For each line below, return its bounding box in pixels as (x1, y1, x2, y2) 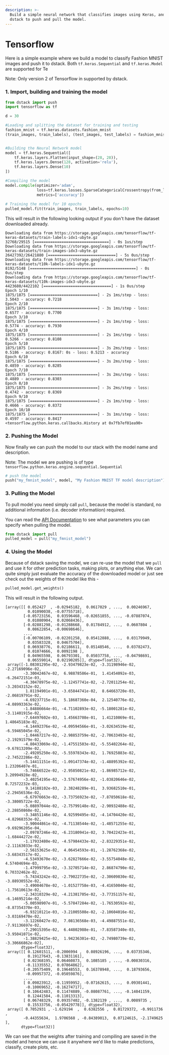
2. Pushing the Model (5, 432, 58, 439)
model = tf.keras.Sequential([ (5, 150, 71, 156)
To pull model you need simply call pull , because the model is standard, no (5, 501, 161, 508)
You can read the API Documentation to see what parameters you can (5, 516, 150, 523)
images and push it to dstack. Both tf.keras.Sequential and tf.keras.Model (5, 61, 163, 67)
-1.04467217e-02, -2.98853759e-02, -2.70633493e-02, (23, 733, 136, 738)
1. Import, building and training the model (5, 88, 108, 95)
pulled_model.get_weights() (5, 585, 64, 591)
